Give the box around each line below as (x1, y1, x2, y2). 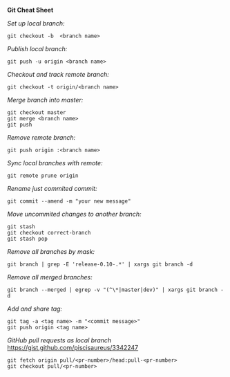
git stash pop (7, 235, 48, 242)
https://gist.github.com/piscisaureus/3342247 (7, 344, 139, 351)
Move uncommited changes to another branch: (7, 210, 142, 218)
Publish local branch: (7, 45, 68, 53)
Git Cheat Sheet (7, 6, 54, 14)
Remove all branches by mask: (7, 248, 95, 255)
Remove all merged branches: (7, 273, 93, 281)
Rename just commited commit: (7, 185, 97, 192)
